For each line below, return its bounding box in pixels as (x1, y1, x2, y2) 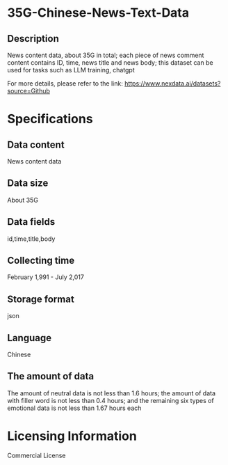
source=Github (7, 87, 51, 95)
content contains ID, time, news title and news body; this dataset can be (7, 58, 213, 67)
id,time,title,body (7, 235, 56, 243)
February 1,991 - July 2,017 (7, 273, 85, 281)
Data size (7, 178, 49, 189)
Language (7, 332, 52, 344)
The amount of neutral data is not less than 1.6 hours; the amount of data (7, 388, 216, 397)
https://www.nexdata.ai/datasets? (124, 79, 221, 88)
